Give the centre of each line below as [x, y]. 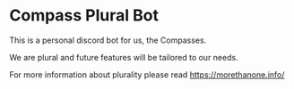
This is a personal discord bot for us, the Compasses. [108, 40]
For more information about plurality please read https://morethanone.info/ [147, 74]
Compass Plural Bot [84, 16]
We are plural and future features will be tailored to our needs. [124, 57]
